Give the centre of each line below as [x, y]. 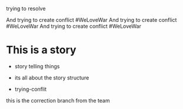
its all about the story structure [52, 77]
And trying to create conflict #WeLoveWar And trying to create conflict [91, 20]
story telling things [37, 66]
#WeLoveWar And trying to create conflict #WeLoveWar [74, 26]
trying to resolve [26, 9]
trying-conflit [31, 89]
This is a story [41, 50]
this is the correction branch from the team [58, 100]
